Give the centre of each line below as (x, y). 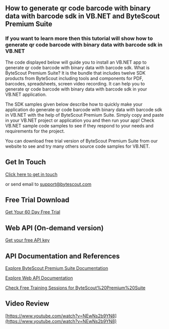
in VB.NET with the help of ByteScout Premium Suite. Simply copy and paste (84, 115)
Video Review (27, 303)
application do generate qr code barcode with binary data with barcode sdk (84, 109)
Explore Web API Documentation (39, 278)
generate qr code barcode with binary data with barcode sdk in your (76, 89)
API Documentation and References (63, 256)
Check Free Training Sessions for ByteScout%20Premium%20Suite (75, 288)
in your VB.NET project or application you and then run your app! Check (80, 120)
